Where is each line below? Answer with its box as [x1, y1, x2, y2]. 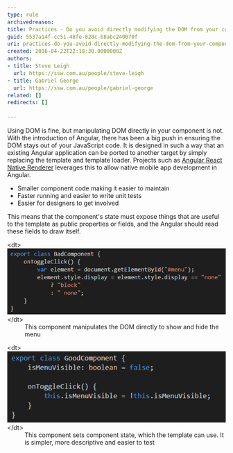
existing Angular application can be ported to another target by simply [7, 149, 207, 156]
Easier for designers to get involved [17, 199, 119, 207]
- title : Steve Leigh [7, 63, 70, 69]
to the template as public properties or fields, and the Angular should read [7, 220, 218, 228]
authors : [7, 56, 33, 63]
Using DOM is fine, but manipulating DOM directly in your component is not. [7, 126, 224, 135]
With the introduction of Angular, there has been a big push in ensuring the [7, 134, 221, 142]
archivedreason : [7, 18, 54, 26]
